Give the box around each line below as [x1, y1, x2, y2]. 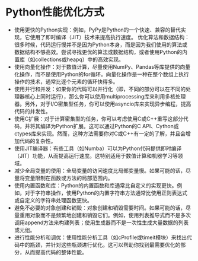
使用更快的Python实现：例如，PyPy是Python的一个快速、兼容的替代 [14, 26, 181, 33]
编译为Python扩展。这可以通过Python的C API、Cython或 [40, 122, 179, 129]
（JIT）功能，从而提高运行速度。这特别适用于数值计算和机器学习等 [14, 152, 178, 159]
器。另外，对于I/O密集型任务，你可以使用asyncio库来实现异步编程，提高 [14, 100, 191, 107]
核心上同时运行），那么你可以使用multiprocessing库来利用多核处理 [24, 93, 186, 100]
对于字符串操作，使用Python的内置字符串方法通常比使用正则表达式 [24, 189, 188, 196]
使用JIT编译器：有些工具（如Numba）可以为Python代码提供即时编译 [14, 145, 182, 152]
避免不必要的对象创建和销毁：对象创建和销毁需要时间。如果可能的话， [14, 204, 186, 211]
